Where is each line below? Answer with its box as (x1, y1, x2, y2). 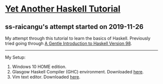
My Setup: (5, 55, 26, 60)
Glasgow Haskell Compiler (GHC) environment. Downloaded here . (12, 69, 144, 74)
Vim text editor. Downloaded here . (12, 74, 81, 80)
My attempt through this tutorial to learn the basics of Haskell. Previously (5, 35, 151, 41)
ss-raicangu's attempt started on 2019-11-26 (5, 23, 144, 31)
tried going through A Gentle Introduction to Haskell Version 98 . (5, 41, 132, 46)
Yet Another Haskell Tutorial (5, 3, 121, 14)
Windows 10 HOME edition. (12, 64, 67, 70)
